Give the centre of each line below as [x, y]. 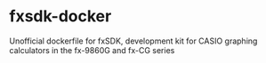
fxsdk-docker [60, 16]
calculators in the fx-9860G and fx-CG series [92, 50]
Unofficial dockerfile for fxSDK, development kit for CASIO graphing [133, 41]
